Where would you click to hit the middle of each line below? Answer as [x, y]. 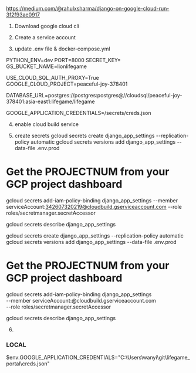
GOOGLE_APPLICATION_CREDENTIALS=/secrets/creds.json [79, 113]
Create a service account [45, 37]
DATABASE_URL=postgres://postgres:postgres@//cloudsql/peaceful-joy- [94, 95]
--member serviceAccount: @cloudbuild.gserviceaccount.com [81, 300]
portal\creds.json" [28, 364]
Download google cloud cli [47, 26]
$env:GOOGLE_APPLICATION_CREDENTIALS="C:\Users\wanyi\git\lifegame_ [98, 358]
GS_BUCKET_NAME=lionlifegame [46, 66]
